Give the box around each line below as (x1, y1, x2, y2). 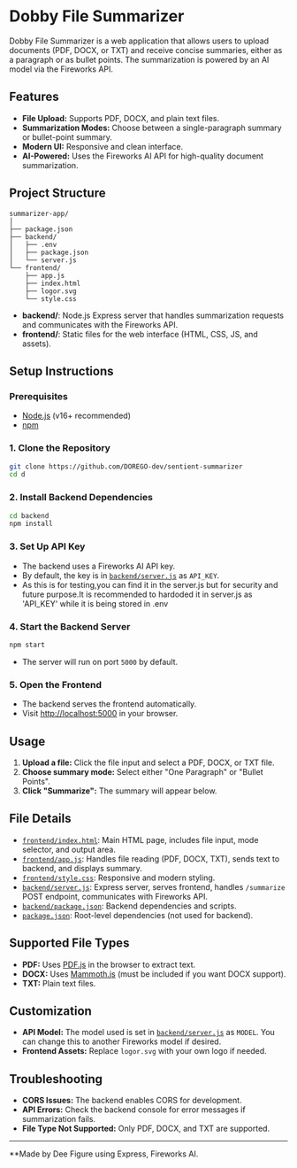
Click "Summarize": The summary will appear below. (21, 785, 217, 796)
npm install (9, 520, 53, 529)
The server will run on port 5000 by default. (21, 656, 179, 667)
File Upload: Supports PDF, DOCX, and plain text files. (21, 112, 220, 123)
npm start (9, 640, 46, 649)
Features (9, 89, 59, 104)
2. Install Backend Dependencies (9, 491, 153, 504)
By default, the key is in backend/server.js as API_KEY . (21, 569, 220, 581)
